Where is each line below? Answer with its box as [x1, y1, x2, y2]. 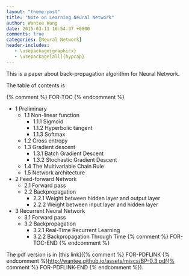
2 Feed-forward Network [14, 175, 77, 182]
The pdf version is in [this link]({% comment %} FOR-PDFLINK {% [6, 251, 170, 258]
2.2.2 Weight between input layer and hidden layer [33, 201, 158, 208]
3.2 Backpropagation [23, 220, 76, 227]
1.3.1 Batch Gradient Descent [33, 150, 104, 157]
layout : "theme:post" [6, 8, 61, 15]
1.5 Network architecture [23, 169, 85, 176]
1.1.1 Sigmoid [33, 118, 64, 125]
